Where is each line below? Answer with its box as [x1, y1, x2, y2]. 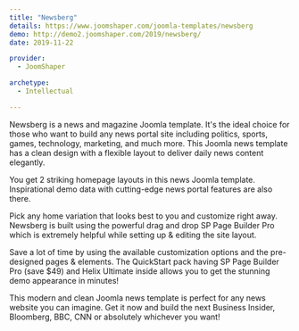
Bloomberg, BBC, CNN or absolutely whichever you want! [9, 311, 220, 322]
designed [9, 256, 45, 267]
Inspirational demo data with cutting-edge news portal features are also [9, 184, 273, 194]
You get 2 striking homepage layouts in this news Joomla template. [9, 174, 256, 185]
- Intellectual [17, 87, 74, 95]
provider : [9, 54, 46, 63]
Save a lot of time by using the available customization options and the [9, 246, 270, 257]
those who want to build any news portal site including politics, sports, [9, 128, 269, 139]
